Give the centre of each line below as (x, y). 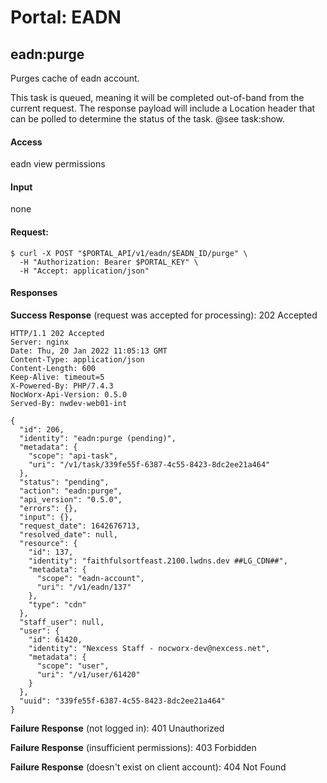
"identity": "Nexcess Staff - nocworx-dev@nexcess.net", (149, 648)
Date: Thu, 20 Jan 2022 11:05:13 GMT (89, 351)
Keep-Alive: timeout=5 (57, 377)
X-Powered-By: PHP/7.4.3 (62, 386)
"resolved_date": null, (68, 534)
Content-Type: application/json (77, 359)
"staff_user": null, (62, 622)
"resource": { (48, 543)
